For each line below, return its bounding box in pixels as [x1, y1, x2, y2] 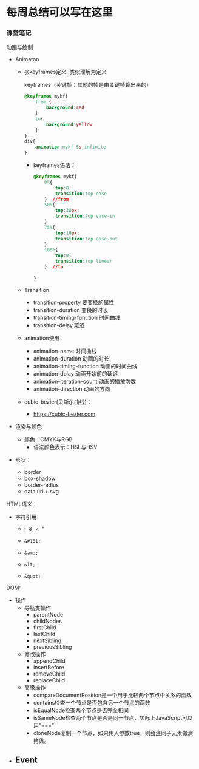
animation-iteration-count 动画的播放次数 [33, 378, 137, 385]
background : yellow [46, 121, 93, 127]
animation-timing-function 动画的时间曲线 [33, 362, 138, 370]
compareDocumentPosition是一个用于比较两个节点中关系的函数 [33, 691, 192, 699]
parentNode [33, 611, 64, 618]
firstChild [33, 623, 56, 631]
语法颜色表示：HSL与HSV [33, 443, 98, 450]
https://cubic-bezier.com [33, 410, 96, 418]
